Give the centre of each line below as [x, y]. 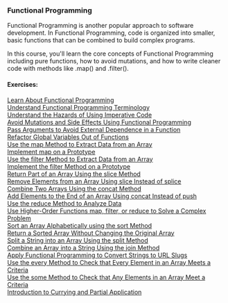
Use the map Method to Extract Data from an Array [80, 144]
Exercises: [23, 84]
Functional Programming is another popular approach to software [100, 26]
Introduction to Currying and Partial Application [74, 292]
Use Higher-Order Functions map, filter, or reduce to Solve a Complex [107, 211]
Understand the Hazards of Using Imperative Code [80, 115]
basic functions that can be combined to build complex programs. [101, 40]
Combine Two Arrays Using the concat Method [74, 188]
